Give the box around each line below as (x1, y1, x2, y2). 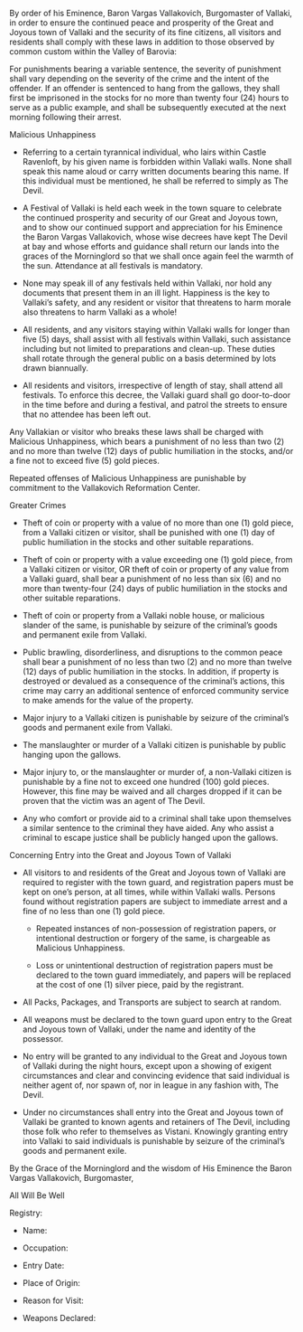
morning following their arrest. (9, 112, 122, 122)
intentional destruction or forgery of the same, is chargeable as (35, 933, 271, 943)
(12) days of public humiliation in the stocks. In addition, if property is (22, 666, 280, 676)
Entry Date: (22, 1261, 65, 1271)
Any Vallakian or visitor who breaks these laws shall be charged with (9, 427, 264, 437)
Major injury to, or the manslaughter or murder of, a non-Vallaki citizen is (22, 767, 292, 777)
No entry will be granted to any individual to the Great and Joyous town (22, 1051, 288, 1062)
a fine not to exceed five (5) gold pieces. (9, 456, 161, 466)
